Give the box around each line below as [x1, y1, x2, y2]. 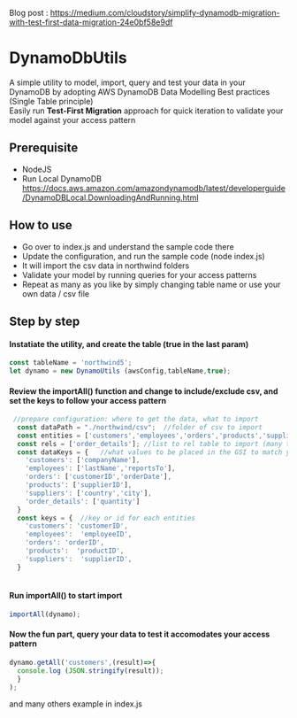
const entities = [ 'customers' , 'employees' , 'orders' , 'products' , [17, 431, 263, 440]
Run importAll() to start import [9, 591, 123, 601]
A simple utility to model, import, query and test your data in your [9, 77, 246, 88]
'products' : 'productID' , [25, 546, 125, 556]
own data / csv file [21, 288, 90, 299]
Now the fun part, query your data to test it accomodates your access [9, 629, 270, 640]
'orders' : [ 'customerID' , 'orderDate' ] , [25, 473, 172, 482]
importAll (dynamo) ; [9, 610, 81, 619]
